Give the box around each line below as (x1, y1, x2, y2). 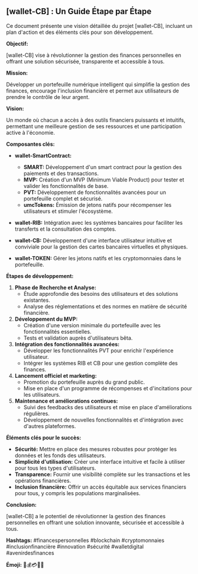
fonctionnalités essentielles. (23, 328, 92, 335)
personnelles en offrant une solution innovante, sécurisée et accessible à (6, 519, 184, 526)
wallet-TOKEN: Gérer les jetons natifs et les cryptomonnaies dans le (14, 254, 181, 262)
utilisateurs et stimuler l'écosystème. (23, 208, 113, 215)
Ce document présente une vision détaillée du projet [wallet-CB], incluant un (6, 22, 193, 29)
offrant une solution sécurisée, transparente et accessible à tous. (6, 58, 165, 65)
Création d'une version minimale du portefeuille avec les (23, 321, 161, 329)
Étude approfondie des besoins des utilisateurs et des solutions (23, 290, 178, 297)
